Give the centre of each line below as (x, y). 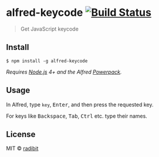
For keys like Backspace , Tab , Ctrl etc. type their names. (77, 116)
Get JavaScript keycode (50, 29)
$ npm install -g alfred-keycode (47, 61)
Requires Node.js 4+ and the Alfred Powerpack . (64, 72)
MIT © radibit (22, 148)
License (21, 134)
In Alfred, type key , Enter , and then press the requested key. (80, 104)
